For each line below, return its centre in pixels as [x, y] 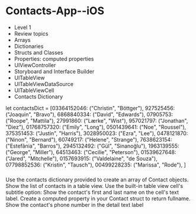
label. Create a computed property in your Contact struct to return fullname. [98, 198]
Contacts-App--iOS [55, 11]
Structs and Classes [38, 52]
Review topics [31, 33]
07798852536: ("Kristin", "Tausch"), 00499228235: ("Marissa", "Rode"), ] [96, 165]
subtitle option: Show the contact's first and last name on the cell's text [92, 192]
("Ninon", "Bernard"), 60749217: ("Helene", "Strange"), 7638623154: [89, 139]
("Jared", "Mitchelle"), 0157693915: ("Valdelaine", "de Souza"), [81, 158]
